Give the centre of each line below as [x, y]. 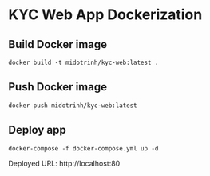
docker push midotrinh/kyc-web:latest [73, 106]
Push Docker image [58, 87]
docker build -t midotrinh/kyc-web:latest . [83, 62]
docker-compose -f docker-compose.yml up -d [83, 148]
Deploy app [37, 130]
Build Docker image [58, 44]
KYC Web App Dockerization [105, 15]
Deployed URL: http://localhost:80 [64, 163]
